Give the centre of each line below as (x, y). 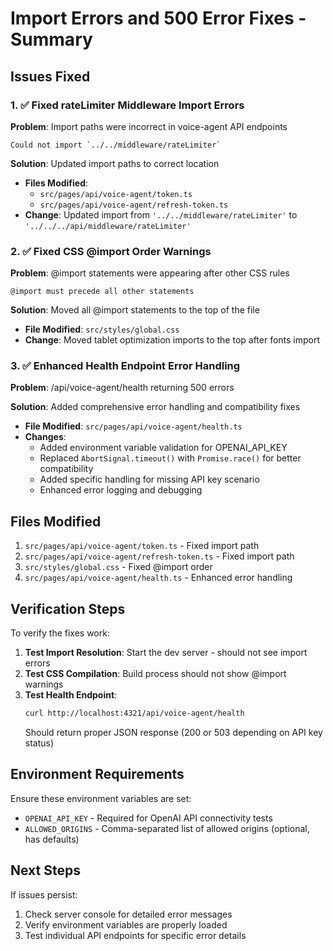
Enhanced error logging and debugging (121, 490)
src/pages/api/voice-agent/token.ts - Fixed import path (142, 546)
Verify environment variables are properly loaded (126, 924)
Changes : (45, 437)
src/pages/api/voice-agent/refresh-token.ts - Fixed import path (159, 556)
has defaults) (52, 839)
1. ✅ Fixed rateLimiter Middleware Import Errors (127, 105)
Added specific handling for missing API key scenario (149, 479)
